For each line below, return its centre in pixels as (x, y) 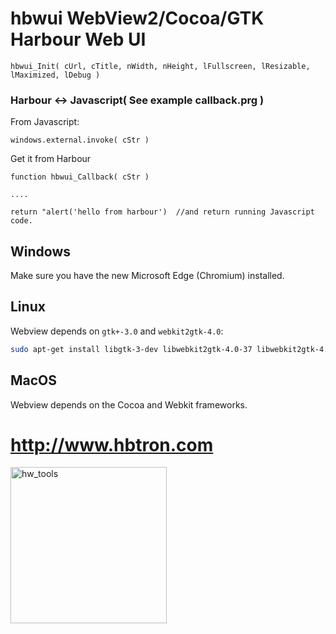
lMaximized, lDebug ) (55, 75)
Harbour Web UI (78, 39)
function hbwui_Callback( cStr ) (80, 177)
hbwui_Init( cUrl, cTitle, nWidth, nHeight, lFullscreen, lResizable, (160, 66)
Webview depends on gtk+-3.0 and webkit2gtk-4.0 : (117, 331)
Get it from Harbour (51, 159)
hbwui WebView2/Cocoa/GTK (137, 18)
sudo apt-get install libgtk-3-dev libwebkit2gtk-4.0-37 (131, 349)
